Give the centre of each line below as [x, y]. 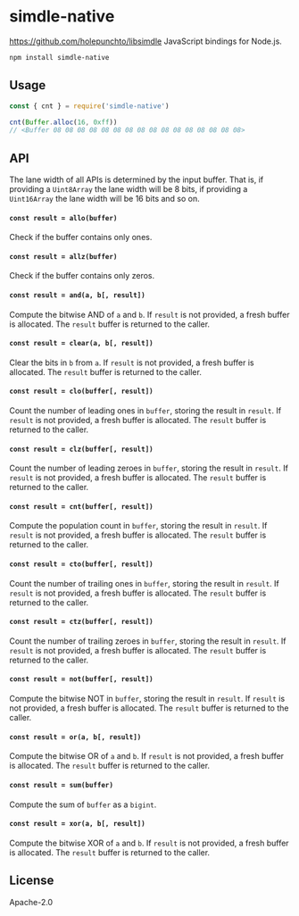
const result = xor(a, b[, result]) [77, 824]
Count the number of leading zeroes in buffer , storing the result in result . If [149, 468]
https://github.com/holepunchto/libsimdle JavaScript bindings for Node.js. [146, 41]
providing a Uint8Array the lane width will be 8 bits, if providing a [129, 189]
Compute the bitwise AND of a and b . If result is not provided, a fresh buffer [149, 314]
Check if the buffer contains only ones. [81, 237]
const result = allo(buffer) [63, 218]
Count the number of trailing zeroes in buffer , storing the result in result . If [148, 641]
